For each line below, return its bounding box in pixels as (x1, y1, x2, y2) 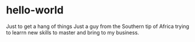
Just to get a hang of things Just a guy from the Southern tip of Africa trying (6, 23, 190, 30)
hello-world (6, 3, 64, 17)
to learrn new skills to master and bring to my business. (6, 29, 140, 36)
